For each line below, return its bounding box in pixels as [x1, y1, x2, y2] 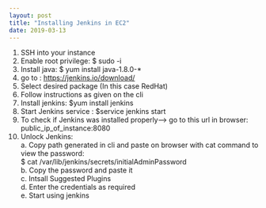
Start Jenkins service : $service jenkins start [20, 107, 166, 116]
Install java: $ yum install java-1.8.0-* [20, 65, 142, 74]
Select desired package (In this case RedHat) [20, 81, 169, 91]
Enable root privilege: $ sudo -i [20, 56, 122, 66]
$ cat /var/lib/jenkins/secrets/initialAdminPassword [20, 157, 187, 167]
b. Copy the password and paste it [20, 165, 133, 175]
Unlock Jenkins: [20, 132, 74, 142]
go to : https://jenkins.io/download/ [20, 73, 135, 83]
